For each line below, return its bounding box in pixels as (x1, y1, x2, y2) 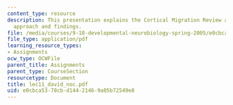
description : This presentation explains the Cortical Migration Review (7, 17, 222, 23)
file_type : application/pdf (7, 36, 89, 43)
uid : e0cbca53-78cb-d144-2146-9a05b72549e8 (7, 87, 135, 94)
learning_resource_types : (7, 42, 82, 49)
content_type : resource (7, 10, 76, 17)
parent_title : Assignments (7, 61, 85, 68)
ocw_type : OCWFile (7, 55, 60, 62)
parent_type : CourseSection (7, 68, 89, 75)
